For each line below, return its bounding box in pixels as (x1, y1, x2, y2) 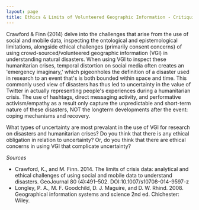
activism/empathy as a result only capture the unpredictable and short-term (6, 99, 191, 106)
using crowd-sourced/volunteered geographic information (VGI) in (6, 49, 168, 56)
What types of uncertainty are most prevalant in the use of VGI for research (6, 124, 191, 131)
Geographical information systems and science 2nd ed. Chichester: (14, 190, 179, 198)
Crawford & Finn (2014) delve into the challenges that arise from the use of (6, 30, 189, 37)
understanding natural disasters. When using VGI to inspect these (6, 56, 167, 63)
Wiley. (14, 196, 30, 204)
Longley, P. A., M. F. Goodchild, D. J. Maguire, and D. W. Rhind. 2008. (14, 184, 184, 191)
